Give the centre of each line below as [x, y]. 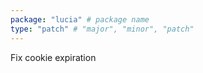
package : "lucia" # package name [80, 19]
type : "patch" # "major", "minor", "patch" [102, 29]
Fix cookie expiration [53, 57]
